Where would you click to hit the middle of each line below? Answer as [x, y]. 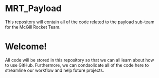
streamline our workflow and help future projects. [55, 70]
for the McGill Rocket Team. [33, 27]
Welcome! [26, 47]
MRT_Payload [33, 8]
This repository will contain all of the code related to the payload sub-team [80, 22]
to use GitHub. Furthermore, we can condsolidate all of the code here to [77, 65]
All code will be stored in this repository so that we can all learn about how [79, 60]
